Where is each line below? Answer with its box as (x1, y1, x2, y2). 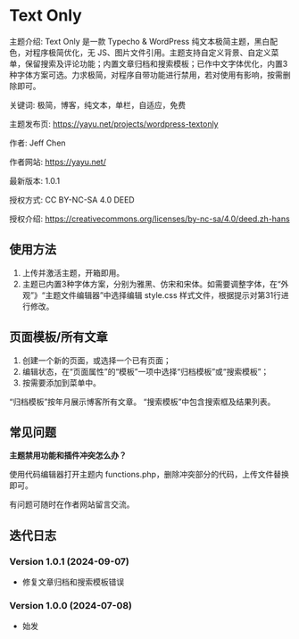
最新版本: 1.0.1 (9, 175, 61, 186)
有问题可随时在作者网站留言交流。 (9, 499, 135, 510)
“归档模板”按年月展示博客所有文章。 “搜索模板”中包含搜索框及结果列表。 (9, 396, 276, 407)
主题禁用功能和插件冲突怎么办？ (9, 450, 127, 461)
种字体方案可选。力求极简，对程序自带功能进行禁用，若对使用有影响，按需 (9, 69, 283, 80)
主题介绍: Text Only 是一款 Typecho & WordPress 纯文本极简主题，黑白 (9, 36, 270, 46)
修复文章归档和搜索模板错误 (21, 577, 125, 587)
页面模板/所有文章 (9, 329, 109, 344)
